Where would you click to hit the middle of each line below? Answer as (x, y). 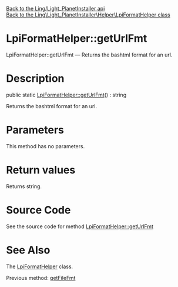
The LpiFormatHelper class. (40, 266)
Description (35, 79)
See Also (28, 250)
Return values (41, 170)
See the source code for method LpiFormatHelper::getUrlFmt (80, 226)
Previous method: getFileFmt (41, 278)
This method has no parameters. (46, 146)
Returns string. (24, 186)
